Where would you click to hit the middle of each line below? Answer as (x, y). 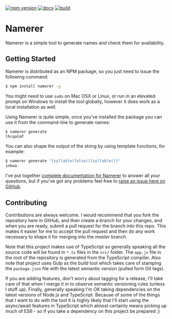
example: (15, 152)
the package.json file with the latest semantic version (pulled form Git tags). (85, 268)
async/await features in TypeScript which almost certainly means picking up (86, 306)
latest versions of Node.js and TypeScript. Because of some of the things (83, 294)
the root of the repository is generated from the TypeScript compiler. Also (83, 257)
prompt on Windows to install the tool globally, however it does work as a (83, 101)
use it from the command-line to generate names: (58, 122)
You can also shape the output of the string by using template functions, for (85, 146)
